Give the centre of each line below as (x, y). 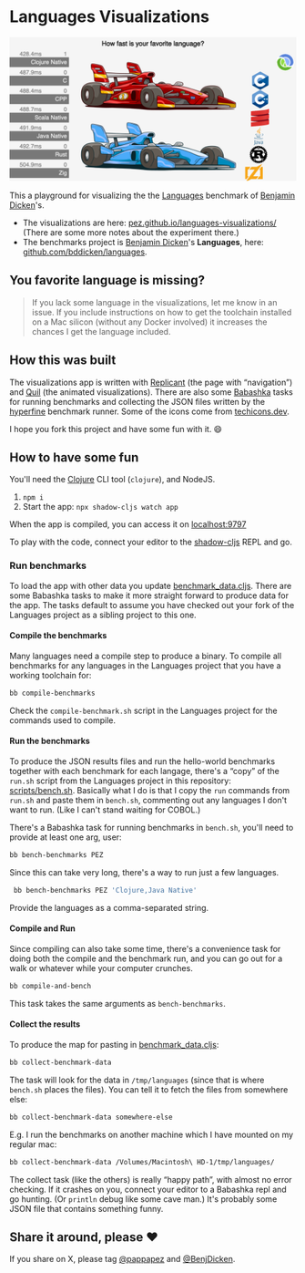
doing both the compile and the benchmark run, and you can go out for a (146, 958)
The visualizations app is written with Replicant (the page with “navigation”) (151, 382)
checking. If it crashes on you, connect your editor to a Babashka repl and (148, 1189)
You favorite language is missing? (107, 280)
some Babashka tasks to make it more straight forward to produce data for (149, 595)
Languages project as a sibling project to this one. (103, 615)
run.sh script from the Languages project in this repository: (121, 781)
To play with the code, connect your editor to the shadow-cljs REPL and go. (151, 542)
